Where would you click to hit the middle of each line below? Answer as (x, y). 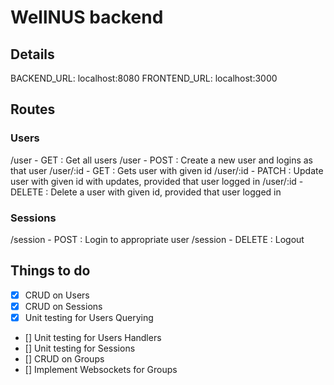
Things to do (50, 271)
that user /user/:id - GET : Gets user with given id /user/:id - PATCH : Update (167, 170)
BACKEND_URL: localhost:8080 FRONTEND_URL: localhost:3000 (144, 78)
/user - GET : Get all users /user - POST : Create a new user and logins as (161, 160)
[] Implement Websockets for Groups (101, 369)
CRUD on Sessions (63, 306)
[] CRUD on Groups (64, 358)
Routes (33, 109)
